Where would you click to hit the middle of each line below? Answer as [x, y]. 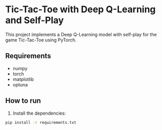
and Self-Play [34, 20]
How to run [23, 101]
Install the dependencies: [39, 113]
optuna [20, 84]
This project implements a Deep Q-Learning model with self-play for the [81, 34]
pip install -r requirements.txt [41, 122]
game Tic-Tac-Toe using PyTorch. [41, 40]
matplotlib [23, 79]
